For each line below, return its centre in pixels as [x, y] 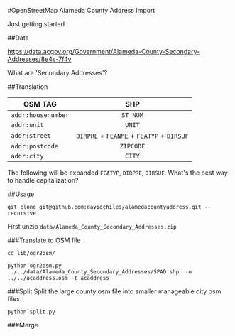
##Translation [28, 87]
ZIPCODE [132, 146]
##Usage [21, 194]
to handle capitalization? [43, 180]
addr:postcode [35, 146]
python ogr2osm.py [34, 266]
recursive [22, 213]
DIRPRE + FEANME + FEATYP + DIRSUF [132, 136]
